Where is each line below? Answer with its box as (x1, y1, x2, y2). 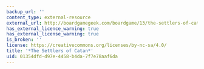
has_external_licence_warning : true (6, 25, 99, 32)
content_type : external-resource (6, 14, 91, 20)
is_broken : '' (6, 37, 42, 43)
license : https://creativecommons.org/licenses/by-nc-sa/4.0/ (6, 43, 167, 49)
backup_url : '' (6, 8, 45, 15)
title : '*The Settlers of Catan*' (6, 48, 94, 54)
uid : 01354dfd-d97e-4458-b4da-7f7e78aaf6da (6, 53, 118, 59)
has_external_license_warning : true (6, 31, 99, 37)
